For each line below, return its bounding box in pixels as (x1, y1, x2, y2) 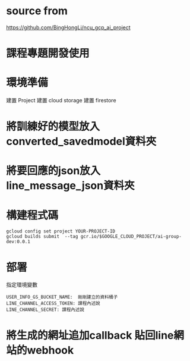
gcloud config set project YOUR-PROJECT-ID (6, 228, 116, 234)
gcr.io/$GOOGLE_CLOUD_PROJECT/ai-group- (80, 234, 182, 240)
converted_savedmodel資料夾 (6, 135, 157, 148)
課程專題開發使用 (6, 46, 90, 60)
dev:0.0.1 (6, 239, 31, 245)
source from (6, 4, 68, 18)
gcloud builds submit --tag (6, 234, 78, 240)
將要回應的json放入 (6, 164, 101, 178)
